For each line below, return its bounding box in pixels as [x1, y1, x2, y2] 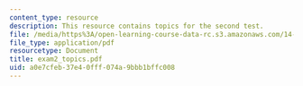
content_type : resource [9, 13, 99, 22]
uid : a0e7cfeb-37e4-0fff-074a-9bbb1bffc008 [9, 64, 176, 73]
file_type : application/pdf [9, 38, 115, 47]
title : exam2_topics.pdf [9, 55, 103, 64]
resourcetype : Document [9, 47, 99, 56]
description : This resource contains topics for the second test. [9, 21, 264, 30]
